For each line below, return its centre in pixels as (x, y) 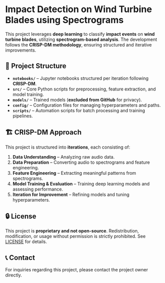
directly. (14, 275)
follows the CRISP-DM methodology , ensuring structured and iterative (79, 44)
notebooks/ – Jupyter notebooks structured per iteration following (80, 78)
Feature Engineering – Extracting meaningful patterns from (74, 173)
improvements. (21, 50)
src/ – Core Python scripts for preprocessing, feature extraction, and (84, 89)
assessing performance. (38, 189)
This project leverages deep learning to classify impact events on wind (80, 34)
